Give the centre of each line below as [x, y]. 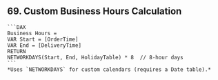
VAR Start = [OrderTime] [43, 39]
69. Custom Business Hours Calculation [95, 11]
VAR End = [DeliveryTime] [44, 45]
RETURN [17, 51]
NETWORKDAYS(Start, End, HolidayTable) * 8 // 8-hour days [96, 57]
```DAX [17, 27]
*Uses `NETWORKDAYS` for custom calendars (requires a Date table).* [109, 69]
